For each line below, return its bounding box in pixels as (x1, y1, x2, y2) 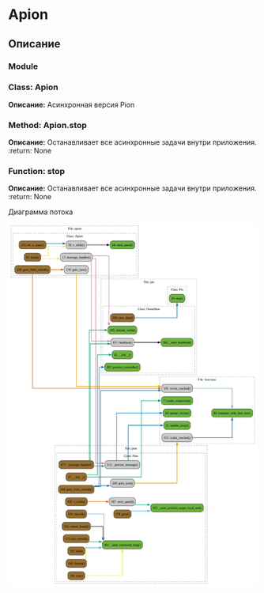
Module (8, 61, 38, 72)
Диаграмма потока (8, 207, 74, 217)
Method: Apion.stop (8, 119, 87, 130)
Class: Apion (8, 81, 58, 93)
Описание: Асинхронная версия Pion (8, 100, 135, 109)
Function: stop (8, 166, 66, 177)
